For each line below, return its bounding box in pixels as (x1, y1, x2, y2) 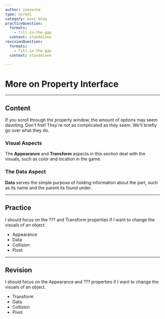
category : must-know (5, 16, 48, 21)
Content (5, 104, 31, 112)
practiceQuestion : (5, 21, 43, 26)
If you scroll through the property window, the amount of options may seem (5, 117, 158, 123)
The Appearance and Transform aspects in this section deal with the (5, 151, 146, 157)
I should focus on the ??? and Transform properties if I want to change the (5, 217, 155, 223)
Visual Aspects (5, 140, 42, 146)
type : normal (5, 12, 32, 17)
